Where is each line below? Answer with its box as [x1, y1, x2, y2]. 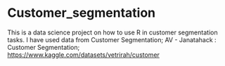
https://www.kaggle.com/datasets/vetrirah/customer [7, 51, 160, 59]
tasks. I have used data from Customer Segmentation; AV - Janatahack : [7, 35, 217, 44]
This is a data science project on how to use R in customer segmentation [7, 28, 218, 37]
